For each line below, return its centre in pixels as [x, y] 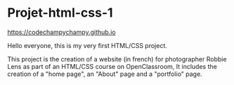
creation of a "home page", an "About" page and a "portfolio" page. [105, 74]
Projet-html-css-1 [60, 13]
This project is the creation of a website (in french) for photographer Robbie [117, 59]
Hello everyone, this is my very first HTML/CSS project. [87, 45]
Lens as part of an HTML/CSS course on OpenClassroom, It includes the [112, 66]
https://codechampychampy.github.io [61, 32]
